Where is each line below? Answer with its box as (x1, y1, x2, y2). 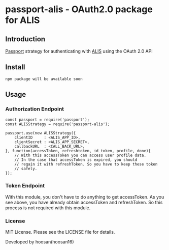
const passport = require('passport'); (5, 117, 90, 122)
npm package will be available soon (5, 76, 83, 81)
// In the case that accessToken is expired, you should (14, 157, 138, 162)
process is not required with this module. (5, 205, 91, 211)
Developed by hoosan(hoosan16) (5, 239, 75, 245)
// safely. (14, 166, 38, 171)
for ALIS (5, 14, 40, 26)
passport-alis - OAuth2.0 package (5, 4, 153, 15)
